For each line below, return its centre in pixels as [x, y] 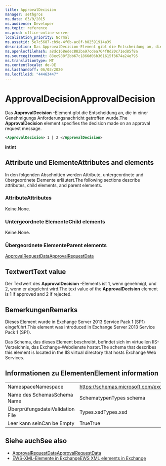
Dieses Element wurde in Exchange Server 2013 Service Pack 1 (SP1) [75, 322]
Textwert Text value [36, 272]
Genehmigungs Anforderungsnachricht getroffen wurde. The [66, 118]
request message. [23, 128]
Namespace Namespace [36, 387]
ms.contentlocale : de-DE [31, 65]
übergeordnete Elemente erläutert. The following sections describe [73, 180]
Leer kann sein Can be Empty [41, 423]
